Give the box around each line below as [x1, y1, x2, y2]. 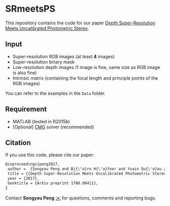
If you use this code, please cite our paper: [5, 152, 95, 158]
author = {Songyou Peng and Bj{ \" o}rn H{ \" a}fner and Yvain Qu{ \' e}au [7, 166, 162, 171]
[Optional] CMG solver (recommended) [12, 124, 95, 130]
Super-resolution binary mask [12, 59, 75, 65]
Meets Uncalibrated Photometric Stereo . [5, 25, 90, 31]
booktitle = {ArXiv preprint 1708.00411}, [7, 181, 99, 186]
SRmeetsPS [5, 3, 56, 15]
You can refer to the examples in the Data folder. [5, 90, 106, 96]
